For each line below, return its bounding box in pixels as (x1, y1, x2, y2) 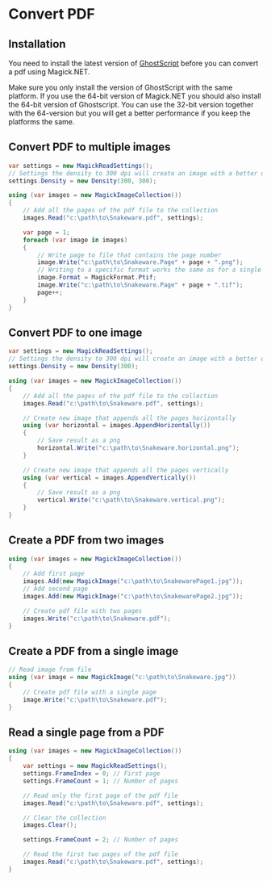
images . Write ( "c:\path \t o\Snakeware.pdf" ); (23, 615, 172, 623)
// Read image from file (8, 665, 92, 674)
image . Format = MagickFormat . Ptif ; (37, 274, 157, 282)
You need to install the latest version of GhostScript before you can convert (8, 58, 259, 68)
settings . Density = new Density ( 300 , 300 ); (8, 177, 157, 185)
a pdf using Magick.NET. (8, 67, 90, 77)
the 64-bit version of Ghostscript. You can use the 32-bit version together (8, 100, 254, 109)
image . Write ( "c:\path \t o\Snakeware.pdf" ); (23, 695, 168, 703)
